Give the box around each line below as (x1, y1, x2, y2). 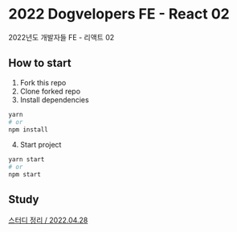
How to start (8, 56, 72, 70)
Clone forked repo (19, 86, 81, 96)
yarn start (8, 155, 45, 164)
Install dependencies (19, 94, 90, 105)
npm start (8, 171, 42, 179)
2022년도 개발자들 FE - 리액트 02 (8, 32, 115, 42)
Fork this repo (19, 77, 67, 87)
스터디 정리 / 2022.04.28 (8, 215, 88, 225)
